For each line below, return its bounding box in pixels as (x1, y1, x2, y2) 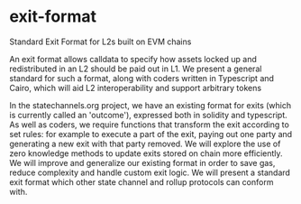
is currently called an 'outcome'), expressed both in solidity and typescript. (9, 109, 288, 120)
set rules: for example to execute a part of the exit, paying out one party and (9, 128, 293, 139)
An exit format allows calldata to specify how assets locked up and (9, 53, 257, 64)
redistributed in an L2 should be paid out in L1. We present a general (9, 63, 262, 74)
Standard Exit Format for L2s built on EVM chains (9, 36, 192, 47)
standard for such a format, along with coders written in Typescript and (9, 72, 275, 83)
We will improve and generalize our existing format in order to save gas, (9, 157, 276, 168)
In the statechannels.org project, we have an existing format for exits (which (9, 99, 292, 110)
